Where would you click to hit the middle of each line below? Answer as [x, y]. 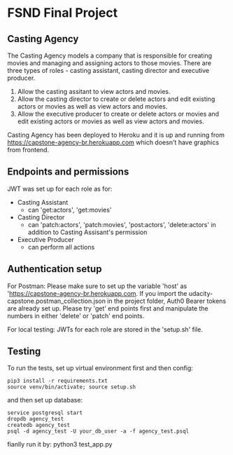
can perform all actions [61, 247]
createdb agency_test [39, 426]
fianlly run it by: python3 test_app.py [60, 444]
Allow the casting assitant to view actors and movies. [94, 91]
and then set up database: [45, 400]
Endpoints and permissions [68, 172]
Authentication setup [55, 269]
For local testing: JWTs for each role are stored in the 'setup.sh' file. [105, 329]
